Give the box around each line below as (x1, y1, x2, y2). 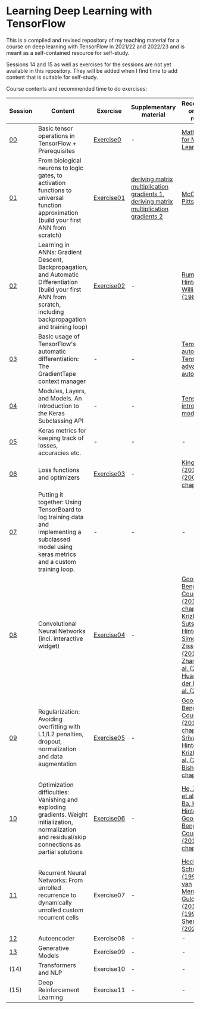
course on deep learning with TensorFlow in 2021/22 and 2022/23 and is (6, 43, 185, 50)
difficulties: (38, 788, 70, 796)
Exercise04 (93, 631, 126, 639)
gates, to (38, 171, 62, 180)
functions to (38, 186, 72, 195)
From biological (38, 156, 82, 165)
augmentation (38, 760, 77, 768)
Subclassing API (38, 416, 84, 425)
